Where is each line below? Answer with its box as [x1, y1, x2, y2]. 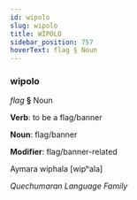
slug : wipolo [10, 21, 58, 30]
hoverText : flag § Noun [10, 46, 98, 55]
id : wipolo [10, 12, 50, 22]
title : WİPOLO [10, 29, 63, 38]
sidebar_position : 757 [10, 37, 94, 47]
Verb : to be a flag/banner [10, 112, 103, 123]
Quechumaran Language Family [10, 181, 128, 191]
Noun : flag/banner [10, 129, 78, 140]
